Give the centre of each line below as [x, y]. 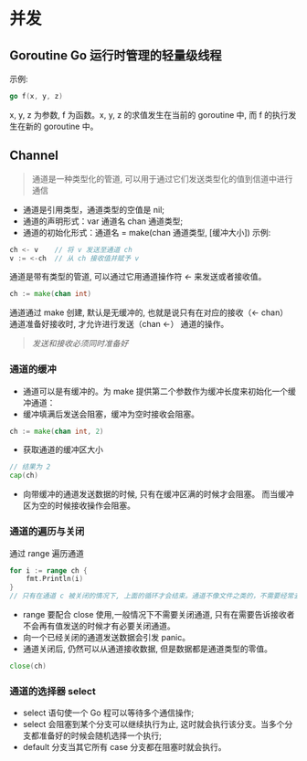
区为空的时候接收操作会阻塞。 [79, 506]
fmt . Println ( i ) [55, 579]
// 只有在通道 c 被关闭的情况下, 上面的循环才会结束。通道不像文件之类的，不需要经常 [152, 596]
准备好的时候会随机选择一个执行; [101, 735]
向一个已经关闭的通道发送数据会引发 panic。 [106, 638]
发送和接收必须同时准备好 [80, 344]
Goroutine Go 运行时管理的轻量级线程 [116, 55]
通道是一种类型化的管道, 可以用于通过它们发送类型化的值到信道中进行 [162, 178]
